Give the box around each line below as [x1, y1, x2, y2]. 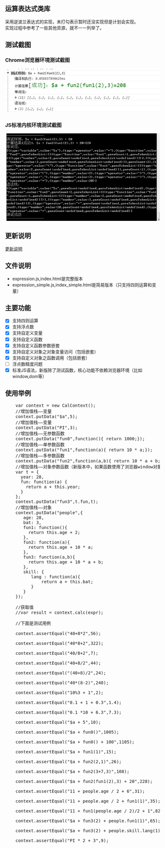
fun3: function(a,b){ [23, 554, 75, 560]
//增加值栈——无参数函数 [15, 430, 65, 436]
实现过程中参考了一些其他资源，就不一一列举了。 [5, 25, 104, 31]
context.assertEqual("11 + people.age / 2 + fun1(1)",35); [15, 798, 161, 804]
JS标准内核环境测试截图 [5, 121, 62, 128]
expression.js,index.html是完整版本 [12, 276, 83, 282]
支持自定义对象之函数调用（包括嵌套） [12, 354, 90, 361]
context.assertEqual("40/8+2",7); [15, 650, 99, 656]
